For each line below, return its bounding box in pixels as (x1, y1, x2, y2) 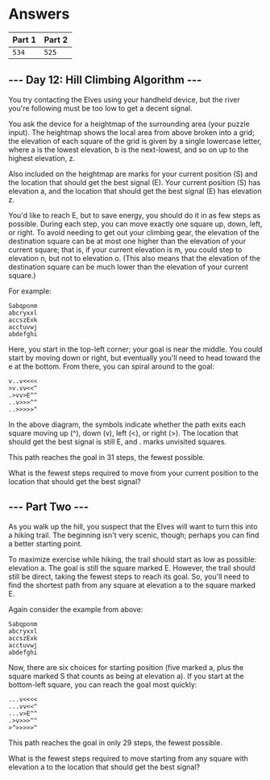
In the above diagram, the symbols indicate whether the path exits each (8, 420, 246, 429)
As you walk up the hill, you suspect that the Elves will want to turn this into (8, 521, 258, 531)
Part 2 (44, 34, 69, 45)
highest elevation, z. (8, 153, 76, 162)
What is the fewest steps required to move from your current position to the (8, 468, 260, 478)
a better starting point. (8, 538, 83, 548)
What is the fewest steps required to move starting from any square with (8, 753, 248, 763)
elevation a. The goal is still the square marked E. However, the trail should (8, 563, 255, 572)
